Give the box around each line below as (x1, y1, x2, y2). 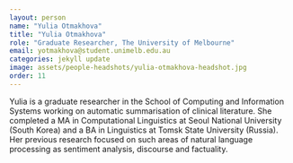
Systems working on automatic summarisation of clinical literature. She (9, 105, 272, 116)
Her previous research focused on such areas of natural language (9, 133, 253, 144)
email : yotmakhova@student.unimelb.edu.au (9, 47, 171, 56)
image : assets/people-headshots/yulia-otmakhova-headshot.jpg (9, 64, 247, 73)
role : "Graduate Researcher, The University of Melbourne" (9, 38, 235, 47)
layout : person (9, 13, 67, 22)
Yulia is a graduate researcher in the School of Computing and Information (9, 96, 285, 107)
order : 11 (9, 72, 47, 81)
